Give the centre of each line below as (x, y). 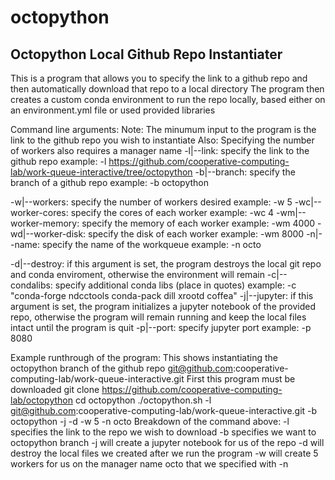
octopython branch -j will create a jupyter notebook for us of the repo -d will (167, 442)
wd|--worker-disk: (48, 234)
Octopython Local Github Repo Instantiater (146, 54)
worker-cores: (39, 212)
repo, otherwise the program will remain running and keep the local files (158, 317)
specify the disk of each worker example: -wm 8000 (196, 234)
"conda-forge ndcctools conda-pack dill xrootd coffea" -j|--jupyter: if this (162, 295)
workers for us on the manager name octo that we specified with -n (149, 464)
